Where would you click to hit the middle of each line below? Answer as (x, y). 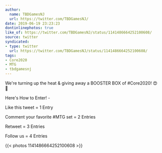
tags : (11, 55)
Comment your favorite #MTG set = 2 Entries (50, 117)
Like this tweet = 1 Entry (29, 107)
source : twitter (22, 37)
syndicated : (17, 42)
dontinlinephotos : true (29, 28)
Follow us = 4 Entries (26, 136)
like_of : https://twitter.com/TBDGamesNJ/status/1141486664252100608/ (79, 32)
